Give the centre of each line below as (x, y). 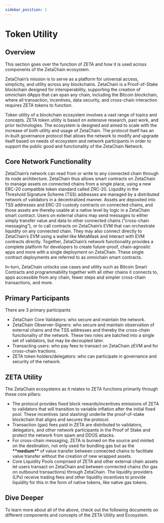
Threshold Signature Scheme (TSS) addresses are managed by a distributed (82, 194)
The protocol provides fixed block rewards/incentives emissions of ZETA (86, 404)
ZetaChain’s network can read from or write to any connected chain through (82, 174)
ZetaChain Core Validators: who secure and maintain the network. (79, 320)
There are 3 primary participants (38, 310)
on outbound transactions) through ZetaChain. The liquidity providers (82, 472)
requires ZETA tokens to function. (39, 105)
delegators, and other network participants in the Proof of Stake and (81, 430)
